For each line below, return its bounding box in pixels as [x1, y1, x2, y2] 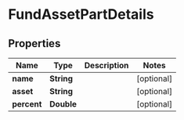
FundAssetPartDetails [8, 5, 154, 24]
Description [84, 60, 129, 71]
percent [12, 99, 42, 109]
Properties [8, 37, 61, 50]
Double [49, 99, 77, 109]
